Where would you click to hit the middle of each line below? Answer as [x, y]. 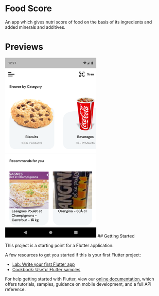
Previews [24, 47]
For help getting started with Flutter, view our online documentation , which [80, 279]
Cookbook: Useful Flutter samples [46, 269]
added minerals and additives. [35, 27]
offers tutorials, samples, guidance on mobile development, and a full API [78, 284]
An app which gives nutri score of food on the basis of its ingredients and [79, 22]
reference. [15, 289]
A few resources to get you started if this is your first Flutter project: [73, 255]
